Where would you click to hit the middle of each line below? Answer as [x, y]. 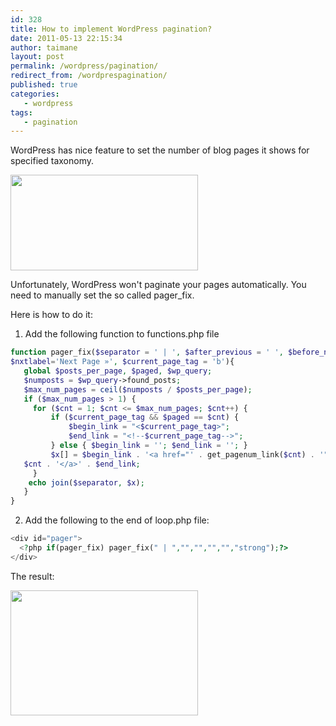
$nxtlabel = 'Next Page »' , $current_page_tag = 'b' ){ [122, 362]
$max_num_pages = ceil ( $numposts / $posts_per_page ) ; [138, 389]
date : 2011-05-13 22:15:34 [66, 38]
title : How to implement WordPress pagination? [111, 29]
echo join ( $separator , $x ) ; [86, 482]
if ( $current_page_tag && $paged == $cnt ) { [145, 417]
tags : [21, 112]
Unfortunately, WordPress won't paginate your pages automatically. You [158, 285]
